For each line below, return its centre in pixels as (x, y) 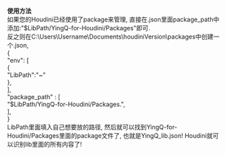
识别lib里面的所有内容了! (48, 144)
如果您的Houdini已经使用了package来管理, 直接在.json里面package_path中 (113, 19)
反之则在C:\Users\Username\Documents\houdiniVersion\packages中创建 (110, 37)
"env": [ (18, 60)
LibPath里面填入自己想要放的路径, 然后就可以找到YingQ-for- (92, 127)
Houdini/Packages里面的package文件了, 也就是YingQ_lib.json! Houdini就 (110, 136)
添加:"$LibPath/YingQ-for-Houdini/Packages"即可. (79, 28)
